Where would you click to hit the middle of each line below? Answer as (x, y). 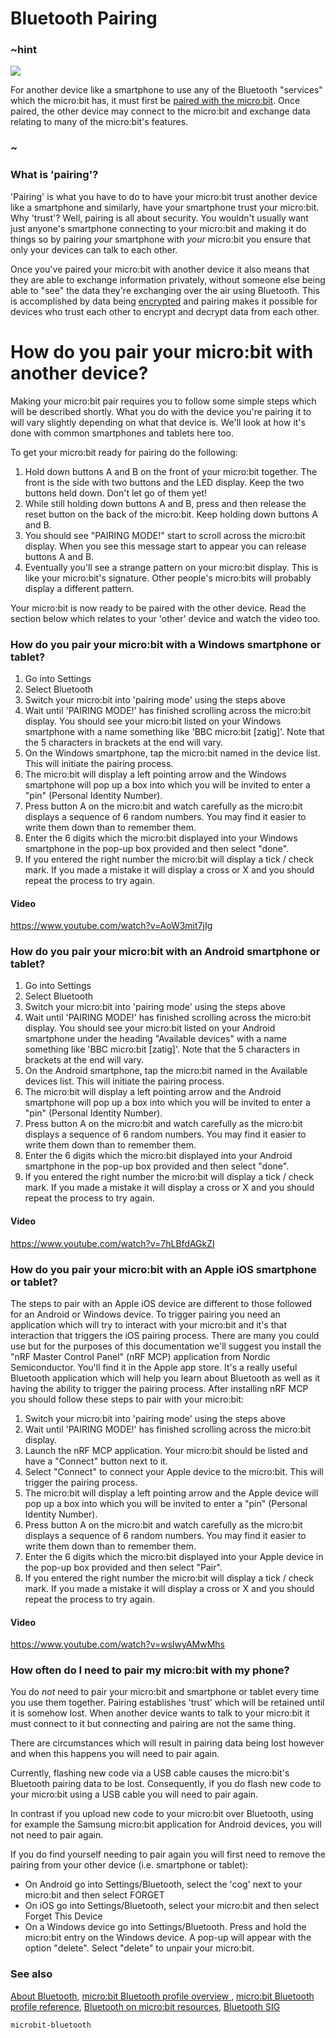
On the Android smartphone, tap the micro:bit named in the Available (166, 1071)
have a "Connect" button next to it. (96, 1461)
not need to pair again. (57, 1835)
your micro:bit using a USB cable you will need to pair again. (134, 1794)
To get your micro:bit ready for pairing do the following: (124, 452)
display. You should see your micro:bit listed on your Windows (153, 721)
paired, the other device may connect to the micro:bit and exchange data (160, 111)
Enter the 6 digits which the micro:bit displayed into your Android (158, 1156)
